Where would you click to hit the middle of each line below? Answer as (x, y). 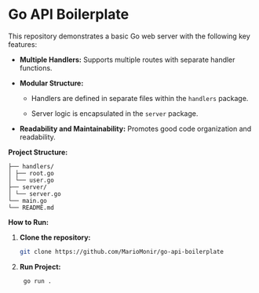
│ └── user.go (31, 180)
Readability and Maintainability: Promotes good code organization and (135, 128)
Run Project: (40, 266)
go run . (38, 281)
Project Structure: (38, 152)
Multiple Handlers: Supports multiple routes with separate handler (127, 60)
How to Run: (29, 222)
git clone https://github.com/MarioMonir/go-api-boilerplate (122, 251)
